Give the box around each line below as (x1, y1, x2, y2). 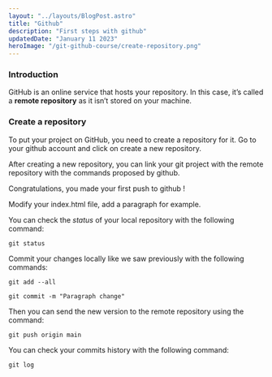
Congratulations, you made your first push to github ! (8, 184, 185, 193)
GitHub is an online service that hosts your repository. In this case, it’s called (8, 87, 264, 97)
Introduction (8, 69, 58, 80)
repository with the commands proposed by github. (8, 167, 180, 177)
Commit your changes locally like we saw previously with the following (8, 253, 245, 263)
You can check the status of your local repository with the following (8, 214, 235, 224)
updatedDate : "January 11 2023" (8, 34, 118, 43)
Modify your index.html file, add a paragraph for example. (8, 199, 201, 209)
